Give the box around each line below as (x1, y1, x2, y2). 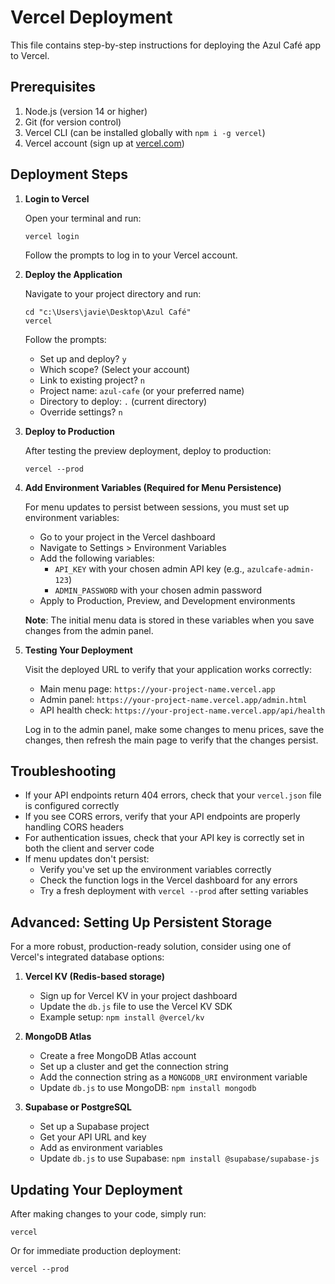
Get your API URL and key (39, 1131, 147, 1143)
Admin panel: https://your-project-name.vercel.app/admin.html (39, 693, 308, 705)
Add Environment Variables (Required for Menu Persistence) (24, 481, 282, 493)
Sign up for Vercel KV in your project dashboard (39, 990, 238, 1002)
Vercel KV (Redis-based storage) (24, 971, 166, 983)
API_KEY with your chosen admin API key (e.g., (54, 562, 245, 575)
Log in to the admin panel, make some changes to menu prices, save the (24, 723, 325, 735)
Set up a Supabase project (39, 1121, 150, 1133)
